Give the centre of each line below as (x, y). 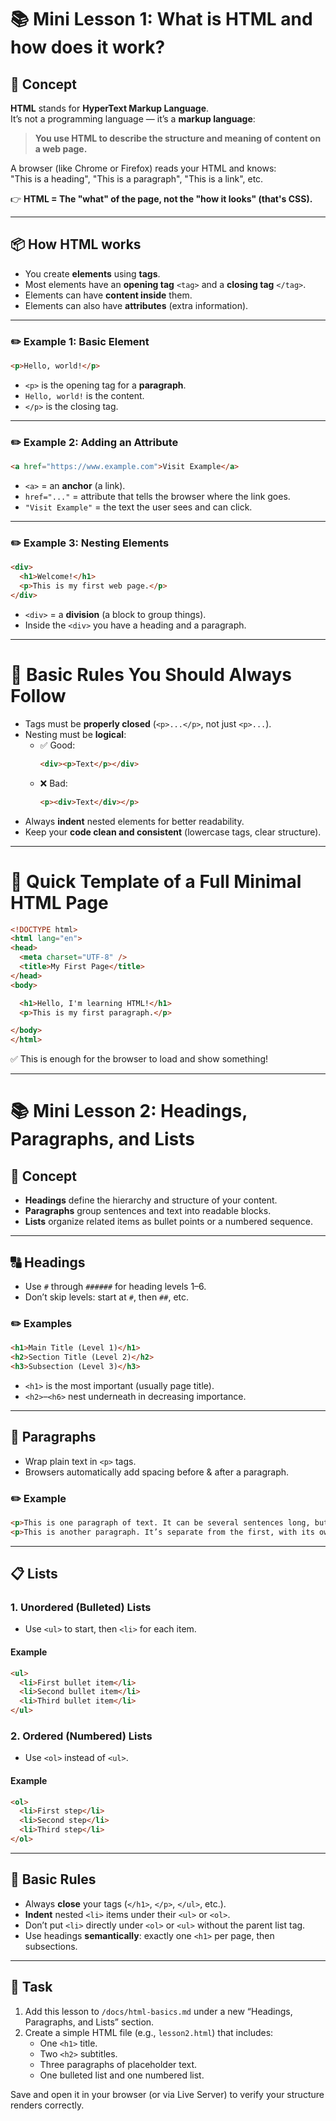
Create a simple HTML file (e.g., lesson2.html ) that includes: (149, 2032)
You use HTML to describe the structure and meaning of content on (178, 138)
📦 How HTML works (76, 244)
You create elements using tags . (92, 273)
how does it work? (88, 47)
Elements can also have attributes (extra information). (136, 305)
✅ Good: (57, 745)
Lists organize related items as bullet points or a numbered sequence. (169, 1222)
